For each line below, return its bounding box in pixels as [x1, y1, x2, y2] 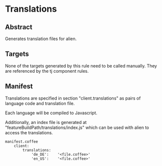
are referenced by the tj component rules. [5, 68, 89, 74]
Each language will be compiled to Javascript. [5, 110, 98, 116]
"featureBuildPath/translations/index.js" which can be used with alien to [5, 124, 149, 130]
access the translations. [5, 129, 53, 135]
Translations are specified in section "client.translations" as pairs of [5, 95, 141, 101]
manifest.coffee [5, 139, 38, 144]
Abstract [5, 23, 33, 31]
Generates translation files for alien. [5, 36, 77, 41]
